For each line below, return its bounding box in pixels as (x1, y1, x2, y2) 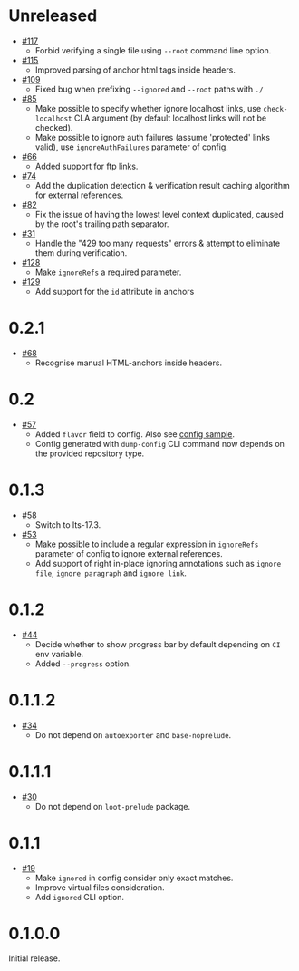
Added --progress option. (34, 658, 132, 669)
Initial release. (8, 953, 61, 964)
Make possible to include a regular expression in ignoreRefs (34, 539, 259, 549)
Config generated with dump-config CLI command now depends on (34, 438, 285, 449)
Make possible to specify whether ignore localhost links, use (34, 102, 262, 113)
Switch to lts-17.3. (34, 519, 101, 530)
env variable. (34, 648, 84, 659)
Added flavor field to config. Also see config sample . (34, 428, 236, 440)
